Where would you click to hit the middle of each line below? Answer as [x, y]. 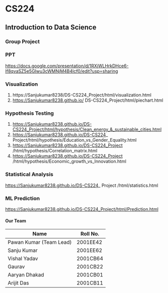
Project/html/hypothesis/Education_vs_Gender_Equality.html [74, 140]
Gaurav [16, 267]
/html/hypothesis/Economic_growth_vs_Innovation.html [69, 161]
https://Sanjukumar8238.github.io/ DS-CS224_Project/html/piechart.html [88, 100]
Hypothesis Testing [30, 113]
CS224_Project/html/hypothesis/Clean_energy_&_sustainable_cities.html [87, 129]
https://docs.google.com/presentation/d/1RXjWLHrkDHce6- [67, 66]
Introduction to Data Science [51, 27]
